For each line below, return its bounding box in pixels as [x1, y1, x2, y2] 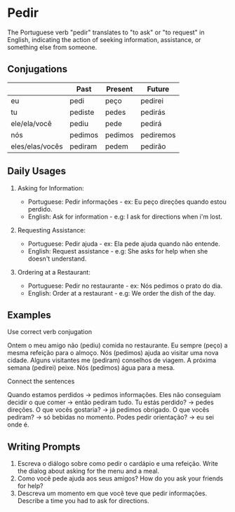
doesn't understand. [27, 254, 87, 263]
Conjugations [7, 63, 68, 75]
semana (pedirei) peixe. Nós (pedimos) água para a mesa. [7, 364, 175, 372]
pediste [69, 107, 95, 117]
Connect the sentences [7, 377, 75, 386]
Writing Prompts [7, 441, 81, 452]
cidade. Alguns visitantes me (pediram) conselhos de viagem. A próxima [7, 356, 217, 365]
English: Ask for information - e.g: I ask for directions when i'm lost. [27, 212, 223, 221]
